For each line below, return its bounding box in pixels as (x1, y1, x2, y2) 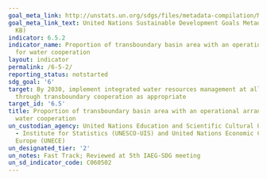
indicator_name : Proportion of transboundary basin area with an (8, 41, 229, 49)
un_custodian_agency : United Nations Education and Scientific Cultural (8, 122, 254, 130)
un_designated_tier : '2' (8, 144, 91, 152)
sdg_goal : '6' (8, 78, 56, 86)
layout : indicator (8, 56, 69, 64)
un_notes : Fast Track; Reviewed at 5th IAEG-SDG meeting (8, 151, 201, 159)
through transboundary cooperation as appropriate (15, 93, 187, 101)
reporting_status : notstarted (8, 70, 109, 78)
